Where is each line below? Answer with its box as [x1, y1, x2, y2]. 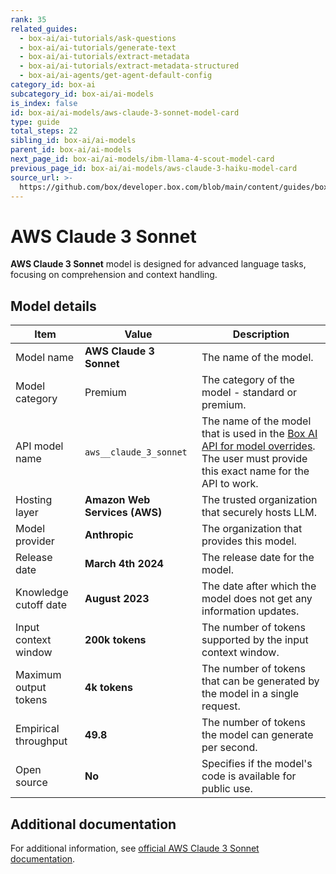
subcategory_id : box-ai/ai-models [10, 89, 155, 99]
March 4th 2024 [84, 557, 164, 571]
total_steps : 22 [10, 126, 78, 136]
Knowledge [15, 586, 69, 600]
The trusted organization [201, 493, 318, 507]
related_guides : [10, 24, 78, 34]
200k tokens [84, 633, 147, 647]
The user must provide [201, 452, 308, 466]
